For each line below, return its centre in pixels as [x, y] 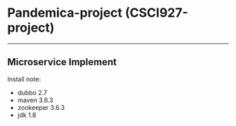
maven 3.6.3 [35, 100]
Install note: [24, 79]
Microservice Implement [62, 62]
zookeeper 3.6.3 [41, 107]
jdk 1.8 [27, 115]
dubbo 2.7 [32, 92]
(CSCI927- [157, 13]
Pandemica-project [65, 13]
